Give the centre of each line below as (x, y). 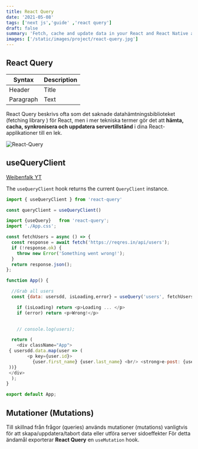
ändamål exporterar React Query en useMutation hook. (73, 440)
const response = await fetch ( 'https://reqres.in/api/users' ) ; (90, 243)
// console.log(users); (46, 329)
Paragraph (24, 99)
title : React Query (30, 12)
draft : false (22, 28)
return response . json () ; (42, 264)
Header (19, 89)
